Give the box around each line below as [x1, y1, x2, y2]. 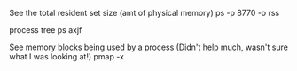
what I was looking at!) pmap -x [9, 51, 124, 61]
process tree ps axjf [9, 25, 82, 35]
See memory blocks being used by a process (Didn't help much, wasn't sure [9, 42, 288, 52]
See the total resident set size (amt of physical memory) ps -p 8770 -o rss [9, 8, 280, 18]
